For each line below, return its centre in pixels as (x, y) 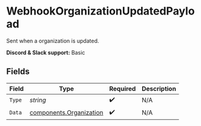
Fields (18, 72)
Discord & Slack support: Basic (46, 52)
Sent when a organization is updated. (53, 41)
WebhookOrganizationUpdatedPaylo (100, 11)
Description (159, 88)
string (38, 100)
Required (122, 88)
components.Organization (66, 113)
